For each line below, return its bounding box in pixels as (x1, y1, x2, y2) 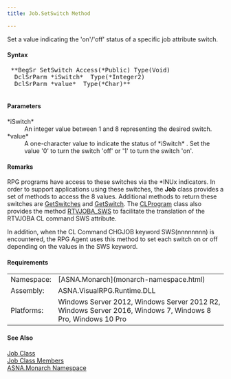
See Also (7, 334, 33, 342)
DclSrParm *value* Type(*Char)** (14, 80, 131, 88)
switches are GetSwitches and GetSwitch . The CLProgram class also (7, 200, 201, 208)
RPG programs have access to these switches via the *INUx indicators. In (7, 178, 216, 186)
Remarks (7, 163, 34, 171)
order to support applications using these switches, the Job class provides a (7, 185, 224, 194)
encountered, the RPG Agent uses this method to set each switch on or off (7, 235, 218, 243)
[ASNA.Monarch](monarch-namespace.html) (58, 275, 206, 285)
